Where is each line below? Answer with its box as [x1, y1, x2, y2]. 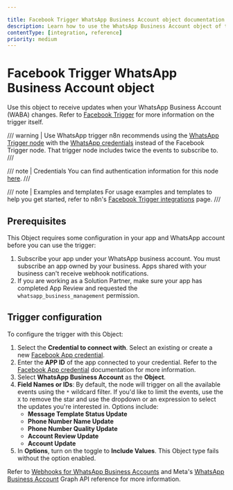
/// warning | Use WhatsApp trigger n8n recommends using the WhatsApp [7, 131, 220, 140]
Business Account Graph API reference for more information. [7, 475, 182, 483]
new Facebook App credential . [17, 350, 105, 359]
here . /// [7, 174, 31, 183]
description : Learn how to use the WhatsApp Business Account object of [7, 22, 222, 30]
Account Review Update [27, 432, 99, 440]
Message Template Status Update [27, 409, 128, 418]
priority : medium [7, 35, 58, 42]
